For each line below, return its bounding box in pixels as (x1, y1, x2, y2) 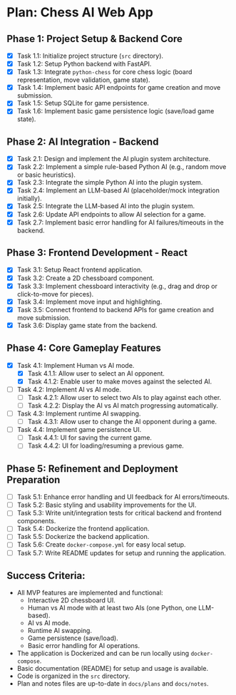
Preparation (6, 473, 61, 485)
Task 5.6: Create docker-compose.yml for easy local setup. (16, 540, 186, 549)
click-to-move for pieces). (16, 289, 94, 298)
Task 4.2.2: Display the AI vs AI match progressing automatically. (27, 401, 219, 410)
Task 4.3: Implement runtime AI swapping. (16, 409, 141, 418)
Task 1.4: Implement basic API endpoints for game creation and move (16, 83, 221, 92)
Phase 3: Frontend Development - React (6, 247, 188, 259)
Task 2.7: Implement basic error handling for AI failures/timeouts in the (16, 218, 224, 227)
